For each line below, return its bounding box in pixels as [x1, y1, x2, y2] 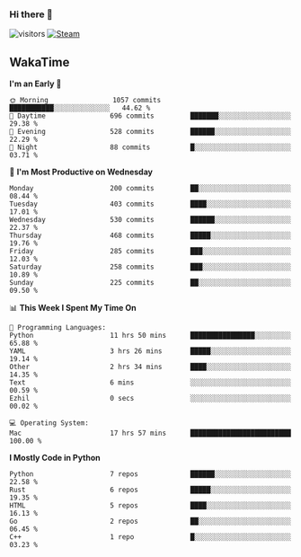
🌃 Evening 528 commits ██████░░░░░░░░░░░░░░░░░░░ [9, 128, 292, 137]
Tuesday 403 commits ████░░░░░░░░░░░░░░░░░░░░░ [9, 199, 292, 209]
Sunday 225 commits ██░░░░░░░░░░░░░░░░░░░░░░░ [9, 278, 292, 287]
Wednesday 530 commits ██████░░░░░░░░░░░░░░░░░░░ [9, 216, 292, 225]
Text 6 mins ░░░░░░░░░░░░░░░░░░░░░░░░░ [9, 378, 292, 387]
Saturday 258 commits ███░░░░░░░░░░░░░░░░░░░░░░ [9, 262, 292, 272]
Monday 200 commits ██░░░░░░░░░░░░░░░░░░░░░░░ [9, 184, 292, 193]
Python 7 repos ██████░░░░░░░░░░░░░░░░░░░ [9, 470, 292, 479]
